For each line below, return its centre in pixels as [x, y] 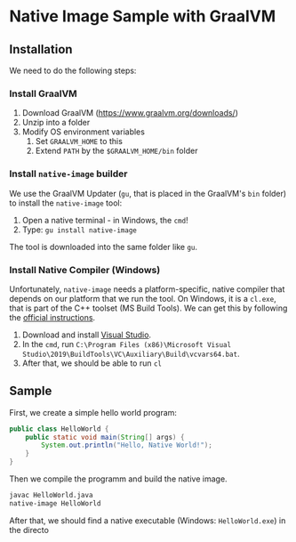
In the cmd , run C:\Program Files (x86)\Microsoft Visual [127, 344]
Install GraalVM [43, 93]
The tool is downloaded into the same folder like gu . [104, 247]
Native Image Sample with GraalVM [143, 16]
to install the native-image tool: [66, 203]
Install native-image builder [68, 174]
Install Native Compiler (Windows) [85, 270]
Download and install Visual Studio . [87, 335]
